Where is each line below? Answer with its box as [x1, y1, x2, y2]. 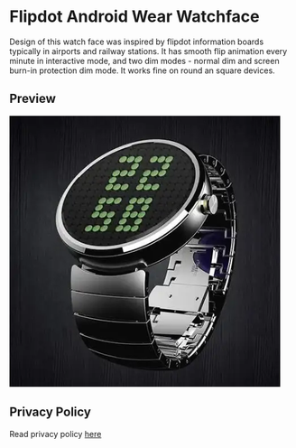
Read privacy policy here [9, 428, 102, 439]
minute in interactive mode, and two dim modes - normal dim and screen [9, 55, 280, 66]
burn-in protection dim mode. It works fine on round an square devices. [9, 65, 275, 76]
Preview [9, 91, 57, 107]
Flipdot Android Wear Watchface [9, 6, 260, 27]
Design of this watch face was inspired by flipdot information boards [9, 36, 264, 47]
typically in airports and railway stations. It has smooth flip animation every [9, 45, 288, 56]
